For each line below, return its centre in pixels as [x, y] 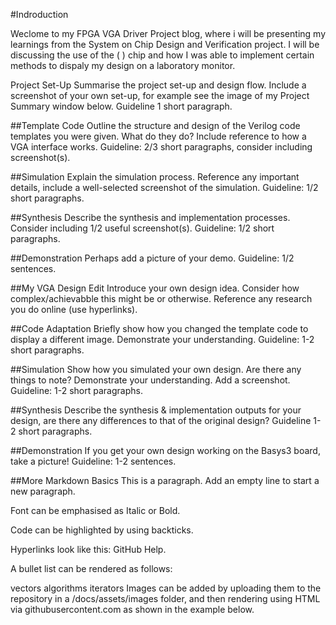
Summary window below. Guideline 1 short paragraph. [121, 106]
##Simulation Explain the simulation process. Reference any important [155, 177]
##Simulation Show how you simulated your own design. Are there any [156, 369]
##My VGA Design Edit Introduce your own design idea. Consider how [155, 288]
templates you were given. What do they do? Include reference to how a [158, 136]
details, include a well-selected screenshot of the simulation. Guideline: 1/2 [164, 187]
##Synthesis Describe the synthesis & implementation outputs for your [156, 410]
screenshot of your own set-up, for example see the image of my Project [160, 95]
